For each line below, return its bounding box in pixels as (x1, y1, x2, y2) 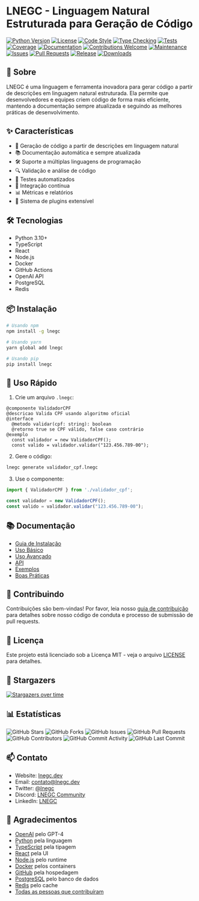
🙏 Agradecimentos (6, 815, 78, 825)
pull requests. (6, 618, 40, 625)
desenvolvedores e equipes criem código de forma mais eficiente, (6, 96, 170, 103)
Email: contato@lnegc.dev (14, 778, 80, 786)
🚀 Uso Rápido (6, 378, 57, 388)
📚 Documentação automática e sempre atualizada (14, 149, 141, 156)
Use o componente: (14, 475, 64, 482)
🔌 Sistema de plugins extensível (14, 197, 94, 204)
